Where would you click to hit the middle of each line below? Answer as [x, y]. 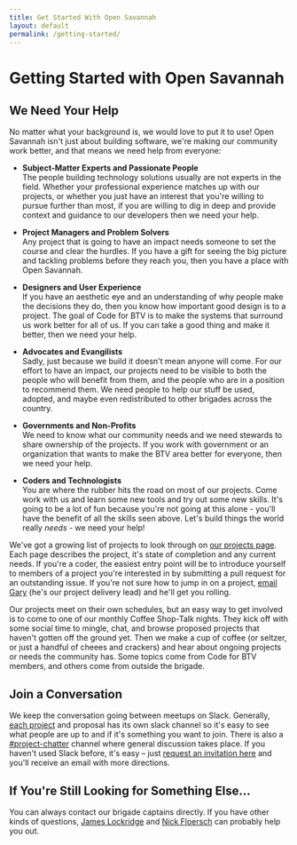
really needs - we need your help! [83, 528]
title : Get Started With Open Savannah [83, 17]
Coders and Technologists [72, 481]
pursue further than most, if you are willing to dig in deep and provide [149, 206]
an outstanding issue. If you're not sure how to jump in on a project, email [143, 583]
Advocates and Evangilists [72, 352]
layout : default [39, 26]
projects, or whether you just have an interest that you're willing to [143, 196]
